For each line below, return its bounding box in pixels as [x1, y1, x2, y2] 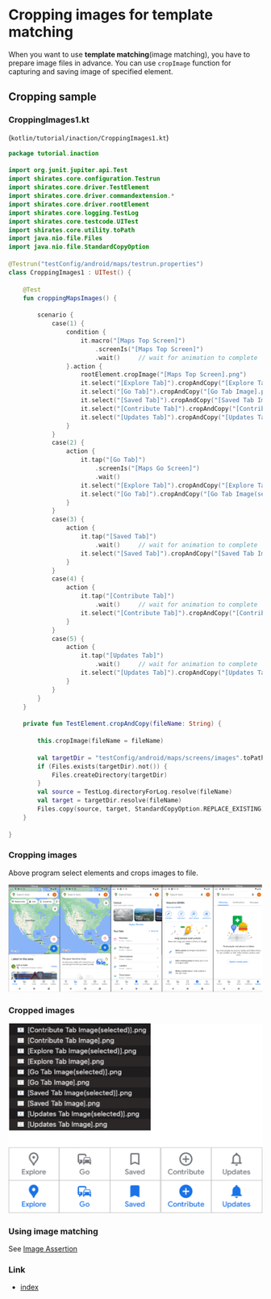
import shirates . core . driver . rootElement [8, 200, 150, 208]
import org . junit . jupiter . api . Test [8, 166, 128, 174]
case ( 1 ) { [51, 320, 85, 328]
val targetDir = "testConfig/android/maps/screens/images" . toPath [37, 753, 265, 762]
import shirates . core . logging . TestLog [8, 208, 139, 217]
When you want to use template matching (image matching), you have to [8, 49, 251, 59]
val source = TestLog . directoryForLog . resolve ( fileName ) [37, 788, 232, 796]
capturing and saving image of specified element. [8, 66, 173, 76]
